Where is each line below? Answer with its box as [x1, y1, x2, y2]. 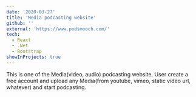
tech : [6, 32, 20, 38]
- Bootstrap [12, 48, 42, 55]
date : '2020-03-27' [6, 8, 56, 15]
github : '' [6, 20, 34, 26]
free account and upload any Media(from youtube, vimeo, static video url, [6, 77, 191, 84]
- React [12, 37, 32, 43]
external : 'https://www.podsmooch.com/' [6, 25, 110, 32]
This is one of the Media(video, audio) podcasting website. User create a [6, 70, 189, 78]
